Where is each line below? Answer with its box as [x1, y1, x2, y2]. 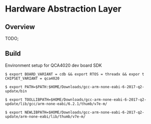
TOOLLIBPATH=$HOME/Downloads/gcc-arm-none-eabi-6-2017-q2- [24, 97, 147, 102]
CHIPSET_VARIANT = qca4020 [5, 76, 60, 81]
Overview [5, 23, 35, 31]
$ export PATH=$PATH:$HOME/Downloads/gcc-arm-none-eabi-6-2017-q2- [5, 84, 145, 89]
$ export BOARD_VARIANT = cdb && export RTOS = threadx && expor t [5, 72, 145, 77]
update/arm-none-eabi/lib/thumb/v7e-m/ [5, 114, 86, 119]
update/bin [5, 89, 27, 93]
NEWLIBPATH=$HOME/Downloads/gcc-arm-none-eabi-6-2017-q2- [24, 110, 145, 115]
